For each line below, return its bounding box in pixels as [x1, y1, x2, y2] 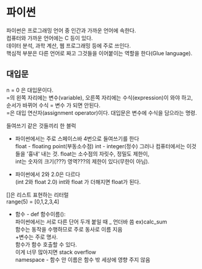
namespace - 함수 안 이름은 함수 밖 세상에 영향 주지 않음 [15, 256, 151, 263]
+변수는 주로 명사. [15, 233, 58, 240]
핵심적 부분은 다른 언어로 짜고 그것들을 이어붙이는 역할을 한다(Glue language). [6, 49, 193, 56]
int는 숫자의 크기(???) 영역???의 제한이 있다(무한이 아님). [15, 157, 150, 165]
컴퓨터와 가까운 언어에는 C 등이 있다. [6, 34, 93, 41]
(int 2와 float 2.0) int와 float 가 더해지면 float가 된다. [15, 178, 141, 185]
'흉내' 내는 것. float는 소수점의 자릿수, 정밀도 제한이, [26, 150, 150, 157]
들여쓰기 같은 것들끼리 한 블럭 [6, 122, 77, 129]
